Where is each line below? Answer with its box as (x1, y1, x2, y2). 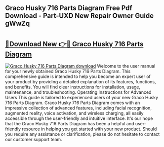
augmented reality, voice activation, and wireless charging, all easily (5, 110, 144, 116)
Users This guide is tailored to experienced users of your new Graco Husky (5, 95, 159, 100)
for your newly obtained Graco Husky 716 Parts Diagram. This (5, 69, 131, 74)
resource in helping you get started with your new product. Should (22, 126, 157, 132)
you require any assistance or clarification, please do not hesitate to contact (5, 131, 160, 137)
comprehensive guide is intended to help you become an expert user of (5, 73, 151, 79)
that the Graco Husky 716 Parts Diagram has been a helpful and (5, 121, 134, 126)
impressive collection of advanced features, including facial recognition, (5, 105, 152, 110)
